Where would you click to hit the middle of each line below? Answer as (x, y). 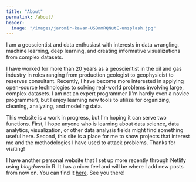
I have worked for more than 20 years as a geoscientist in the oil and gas (94, 69)
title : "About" (25, 11)
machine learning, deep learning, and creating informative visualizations (93, 51)
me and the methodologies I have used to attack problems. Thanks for (91, 143)
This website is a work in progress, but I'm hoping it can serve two (86, 118)
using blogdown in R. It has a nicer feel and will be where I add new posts (95, 167)
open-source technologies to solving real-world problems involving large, (95, 87)
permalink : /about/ (30, 17)
